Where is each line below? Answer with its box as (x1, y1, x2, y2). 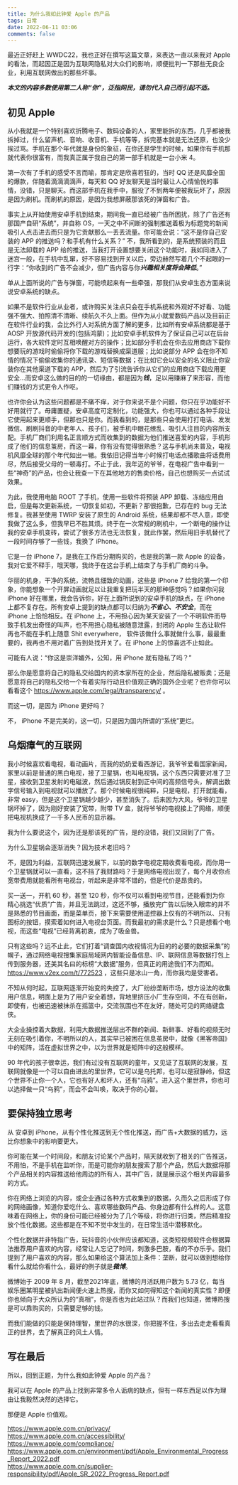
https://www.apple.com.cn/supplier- (7, 1462, 113, 1470)
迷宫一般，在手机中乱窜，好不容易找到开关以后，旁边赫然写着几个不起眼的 (7, 254, 225, 263)
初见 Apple (7, 106, 55, 118)
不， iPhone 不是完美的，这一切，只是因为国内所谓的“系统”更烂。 (7, 717, 198, 725)
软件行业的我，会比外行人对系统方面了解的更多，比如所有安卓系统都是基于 (13, 321, 231, 329)
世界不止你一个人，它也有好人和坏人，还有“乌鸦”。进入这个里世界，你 (13, 1076, 218, 1084)
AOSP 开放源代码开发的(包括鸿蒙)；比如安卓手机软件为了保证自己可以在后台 (7, 329, 229, 338)
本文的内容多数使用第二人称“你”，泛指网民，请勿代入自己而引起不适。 (7, 83, 214, 92)
